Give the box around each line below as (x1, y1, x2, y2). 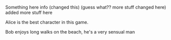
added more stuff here (5, 9, 53, 15)
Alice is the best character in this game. (5, 19, 89, 25)
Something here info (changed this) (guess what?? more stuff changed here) (5, 4, 166, 10)
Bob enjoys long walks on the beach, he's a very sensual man (5, 29, 135, 34)
